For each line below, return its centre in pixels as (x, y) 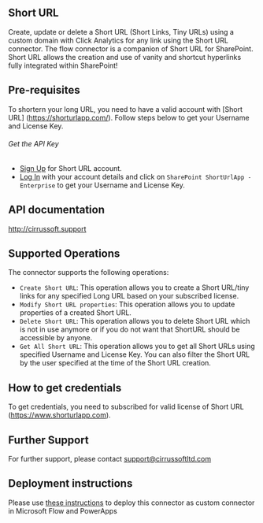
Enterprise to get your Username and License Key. (102, 185)
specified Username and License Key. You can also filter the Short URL (135, 354)
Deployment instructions (70, 484)
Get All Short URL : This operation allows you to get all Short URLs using (137, 347)
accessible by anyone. (56, 338)
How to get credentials (65, 388)
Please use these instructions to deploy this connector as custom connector (131, 503)
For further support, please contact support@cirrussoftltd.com (110, 459)
